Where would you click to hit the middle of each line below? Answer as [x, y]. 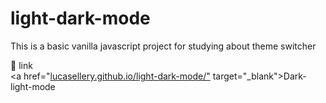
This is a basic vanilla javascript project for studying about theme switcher [163, 46]
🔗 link [21, 65]
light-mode [33, 86]
